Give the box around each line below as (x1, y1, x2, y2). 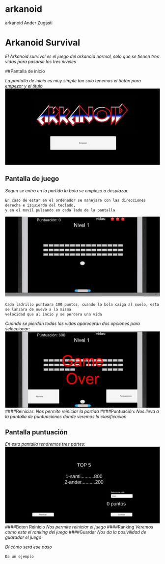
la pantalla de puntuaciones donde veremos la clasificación (5, 414, 127, 420)
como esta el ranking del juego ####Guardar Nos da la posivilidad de (5, 529, 146, 535)
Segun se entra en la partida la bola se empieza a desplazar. (5, 187, 129, 193)
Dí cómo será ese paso (5, 544, 53, 550)
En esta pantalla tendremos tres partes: (5, 441, 85, 447)
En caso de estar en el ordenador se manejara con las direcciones (5, 198, 146, 203)
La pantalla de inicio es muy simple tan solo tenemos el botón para (5, 77, 141, 83)
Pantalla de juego (5, 175, 59, 183)
